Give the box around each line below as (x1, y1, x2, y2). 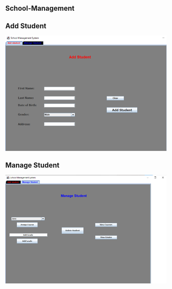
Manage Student (5, 161, 60, 170)
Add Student (5, 22, 47, 30)
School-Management (5, 4, 75, 13)
